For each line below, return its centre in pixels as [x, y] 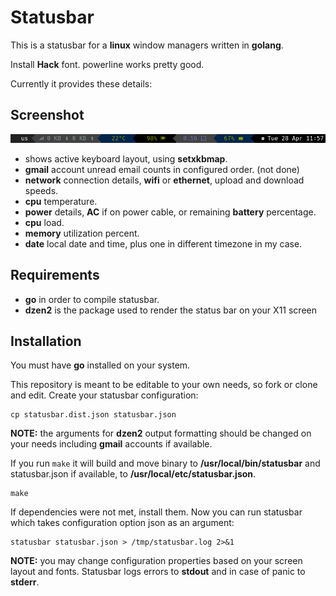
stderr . [25, 582]
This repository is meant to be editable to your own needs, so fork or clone [164, 385]
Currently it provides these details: [81, 83]
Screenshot [47, 115]
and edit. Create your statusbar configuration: [104, 395]
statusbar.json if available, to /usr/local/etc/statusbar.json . [133, 474]
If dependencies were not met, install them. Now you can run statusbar [156, 512]
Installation [46, 341]
